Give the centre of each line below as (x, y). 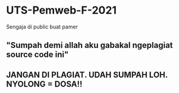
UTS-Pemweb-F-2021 (62, 10)
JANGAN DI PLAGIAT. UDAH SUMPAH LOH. (87, 75)
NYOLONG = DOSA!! (44, 84)
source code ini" (37, 55)
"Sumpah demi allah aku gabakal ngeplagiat (90, 45)
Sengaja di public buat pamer (42, 27)
